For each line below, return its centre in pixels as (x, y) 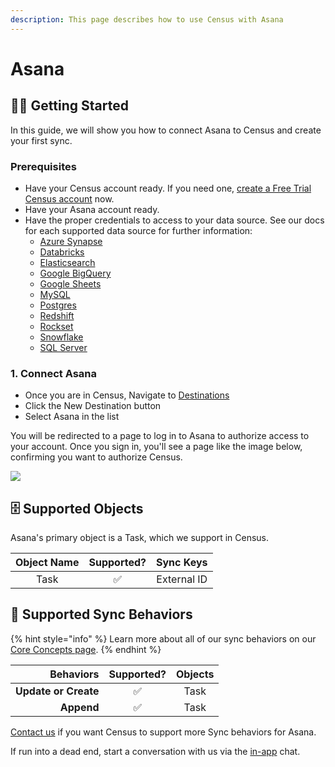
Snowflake (61, 337)
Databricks (62, 252)
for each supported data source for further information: (138, 230)
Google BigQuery (75, 273)
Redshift (57, 315)
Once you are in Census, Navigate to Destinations (127, 395)
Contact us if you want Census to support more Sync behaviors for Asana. (163, 732)
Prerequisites (43, 166)
